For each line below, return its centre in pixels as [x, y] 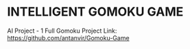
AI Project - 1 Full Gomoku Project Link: [62, 31]
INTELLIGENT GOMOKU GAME [95, 12]
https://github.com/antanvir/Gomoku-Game [68, 37]
